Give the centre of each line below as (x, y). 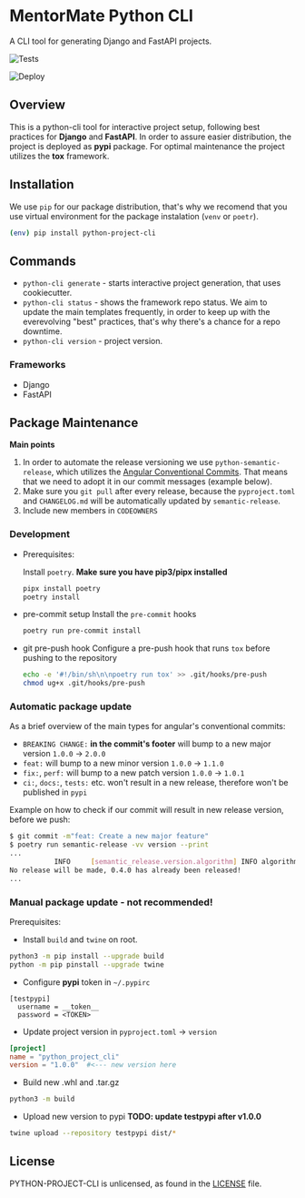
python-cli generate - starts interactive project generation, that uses (152, 283)
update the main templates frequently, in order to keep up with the (146, 312)
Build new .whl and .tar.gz (71, 1082)
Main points (32, 445)
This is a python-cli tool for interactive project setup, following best (135, 127)
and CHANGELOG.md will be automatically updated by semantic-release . (152, 501)
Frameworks (38, 365)
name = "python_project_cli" (64, 1057)
